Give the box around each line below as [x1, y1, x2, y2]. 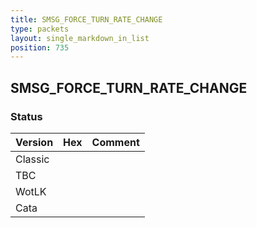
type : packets [10, 24, 70, 34]
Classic [15, 152, 50, 166]
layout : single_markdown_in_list [10, 33, 150, 43]
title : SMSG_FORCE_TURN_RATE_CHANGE [10, 14, 163, 25]
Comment [91, 135, 140, 149]
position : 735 [10, 42, 70, 53]
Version [15, 135, 54, 149]
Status [10, 109, 43, 123]
